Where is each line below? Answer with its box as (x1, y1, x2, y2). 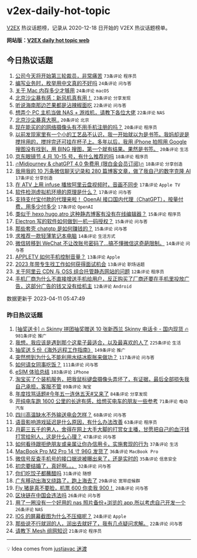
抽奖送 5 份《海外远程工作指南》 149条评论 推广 (15, 346, 126, 353)
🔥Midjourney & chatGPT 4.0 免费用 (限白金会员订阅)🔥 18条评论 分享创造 (15, 160, 183, 167)
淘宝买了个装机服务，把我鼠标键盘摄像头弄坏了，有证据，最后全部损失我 (15, 376, 189, 383)
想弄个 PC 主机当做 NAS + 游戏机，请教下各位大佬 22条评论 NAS (15, 108, 165, 115)
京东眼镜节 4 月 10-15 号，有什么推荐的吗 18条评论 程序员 (15, 152, 148, 159)
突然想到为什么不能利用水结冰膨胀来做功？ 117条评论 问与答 (15, 353, 155, 361)
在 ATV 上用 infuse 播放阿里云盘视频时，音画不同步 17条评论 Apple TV (15, 181, 181, 188)
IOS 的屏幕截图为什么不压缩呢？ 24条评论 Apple (15, 513, 126, 520)
